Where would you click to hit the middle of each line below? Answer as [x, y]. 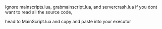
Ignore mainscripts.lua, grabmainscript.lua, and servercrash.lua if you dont [81, 7]
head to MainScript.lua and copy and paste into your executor [68, 22]
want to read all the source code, [39, 12]
